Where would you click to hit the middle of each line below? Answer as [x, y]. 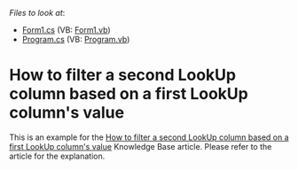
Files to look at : [37, 13]
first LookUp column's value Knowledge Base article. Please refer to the [141, 146]
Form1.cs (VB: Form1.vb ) [66, 30]
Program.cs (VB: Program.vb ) [76, 39]
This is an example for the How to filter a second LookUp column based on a [149, 137]
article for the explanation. [57, 156]
